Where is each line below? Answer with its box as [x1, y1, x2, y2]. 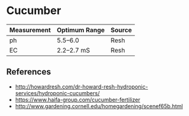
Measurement [9, 26, 51, 34]
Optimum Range [57, 26, 105, 34]
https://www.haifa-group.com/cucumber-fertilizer [15, 96, 140, 103]
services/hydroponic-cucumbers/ [15, 89, 100, 96]
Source [110, 26, 132, 34]
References [6, 67, 51, 77]
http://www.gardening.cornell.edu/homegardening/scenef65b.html [15, 102, 183, 110]
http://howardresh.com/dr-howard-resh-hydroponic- [15, 83, 148, 90]
